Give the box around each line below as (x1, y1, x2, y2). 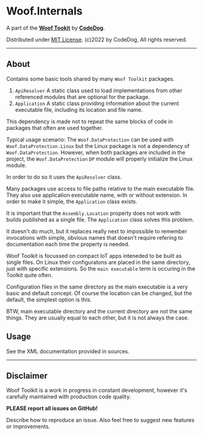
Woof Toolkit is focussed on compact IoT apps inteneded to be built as (6, 252, 182, 259)
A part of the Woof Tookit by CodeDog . (6, 24, 105, 31)
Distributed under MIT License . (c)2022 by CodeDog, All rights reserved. (6, 36, 187, 43)
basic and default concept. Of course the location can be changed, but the (6, 289, 192, 297)
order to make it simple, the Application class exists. (6, 197, 138, 205)
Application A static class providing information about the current (14, 100, 179, 107)
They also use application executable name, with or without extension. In (6, 191, 188, 199)
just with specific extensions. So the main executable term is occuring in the (6, 264, 196, 272)
